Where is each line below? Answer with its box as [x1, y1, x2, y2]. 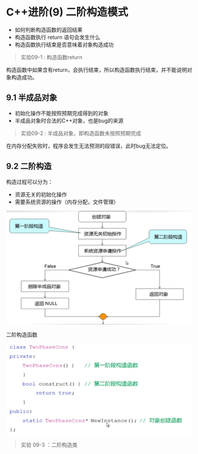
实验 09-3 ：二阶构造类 [20, 442, 78, 449]
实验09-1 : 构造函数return [20, 53, 83, 61]
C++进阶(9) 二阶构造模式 [6, 5, 129, 19]
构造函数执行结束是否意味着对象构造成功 [14, 41, 114, 48]
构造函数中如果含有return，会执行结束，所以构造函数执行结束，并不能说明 [6, 66, 187, 73]
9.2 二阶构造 [6, 161, 52, 172]
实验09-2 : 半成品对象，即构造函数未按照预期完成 [20, 129, 141, 136]
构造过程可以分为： [6, 178, 53, 185]
